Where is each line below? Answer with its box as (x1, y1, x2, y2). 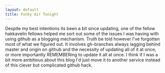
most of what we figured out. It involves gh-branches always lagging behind (5, 41, 161, 47)
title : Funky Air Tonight (5, 12, 58, 17)
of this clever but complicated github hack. (5, 62, 93, 68)
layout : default (5, 7, 39, 12)
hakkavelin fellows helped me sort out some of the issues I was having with (5, 31, 159, 36)
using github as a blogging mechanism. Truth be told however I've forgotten (5, 36, 160, 42)
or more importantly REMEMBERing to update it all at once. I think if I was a (5, 51, 158, 57)
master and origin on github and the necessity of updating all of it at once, (5, 46, 157, 52)
